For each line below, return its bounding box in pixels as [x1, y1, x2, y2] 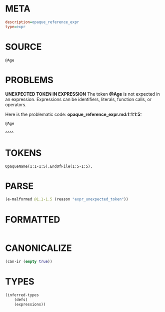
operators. [5, 101, 26, 108]
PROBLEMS [5, 74, 53, 86]
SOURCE [5, 41, 42, 53]
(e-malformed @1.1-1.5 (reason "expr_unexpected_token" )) [5, 197, 128, 202]
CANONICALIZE [5, 242, 72, 254]
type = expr [5, 24, 26, 29]
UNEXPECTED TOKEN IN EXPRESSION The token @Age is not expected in [5, 91, 160, 97]
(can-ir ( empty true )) [5, 259, 52, 264]
